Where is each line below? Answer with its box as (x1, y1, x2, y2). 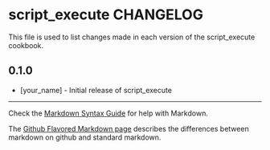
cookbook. (8, 40, 44, 50)
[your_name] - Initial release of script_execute (19, 85, 173, 95)
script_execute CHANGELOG (8, 6, 203, 24)
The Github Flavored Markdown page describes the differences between (8, 124, 249, 133)
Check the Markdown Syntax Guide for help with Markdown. (8, 108, 209, 118)
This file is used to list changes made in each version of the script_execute (8, 32, 256, 42)
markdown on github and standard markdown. (8, 132, 162, 142)
